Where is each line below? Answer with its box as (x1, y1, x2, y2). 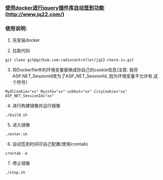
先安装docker (12, 37, 40, 43)
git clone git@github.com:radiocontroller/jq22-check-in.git (5, 58, 134, 63)
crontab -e (5, 151, 28, 156)
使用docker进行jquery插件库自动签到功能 (5, 4, 105, 11)
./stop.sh (5, 170, 26, 175)
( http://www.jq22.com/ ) (5, 11, 64, 18)
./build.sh (5, 113, 28, 118)
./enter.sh (5, 132, 28, 137)
